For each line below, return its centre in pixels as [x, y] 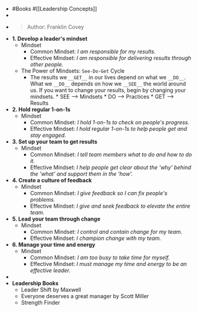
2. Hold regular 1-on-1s [41, 109]
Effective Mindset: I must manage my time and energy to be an [108, 264]
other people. [47, 64]
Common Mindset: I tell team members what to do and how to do [111, 154]
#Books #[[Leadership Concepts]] [55, 9]
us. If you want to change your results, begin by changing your [108, 90]
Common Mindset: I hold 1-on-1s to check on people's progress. [110, 122]
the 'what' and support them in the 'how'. [81, 174]
